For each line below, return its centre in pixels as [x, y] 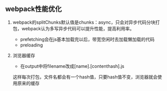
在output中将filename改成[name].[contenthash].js [72, 66]
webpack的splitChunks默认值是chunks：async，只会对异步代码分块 [84, 22]
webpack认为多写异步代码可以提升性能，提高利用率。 [78, 28]
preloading [31, 45]
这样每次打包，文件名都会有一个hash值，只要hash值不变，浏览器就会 [85, 77]
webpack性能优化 [34, 9]
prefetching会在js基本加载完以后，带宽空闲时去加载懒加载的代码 [87, 39]
